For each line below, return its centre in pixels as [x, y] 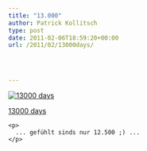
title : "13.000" [35, 15]
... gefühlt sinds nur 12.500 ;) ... [78, 133]
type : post [26, 30]
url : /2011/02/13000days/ [51, 45]
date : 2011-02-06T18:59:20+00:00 [64, 38]
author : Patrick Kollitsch [53, 23]
